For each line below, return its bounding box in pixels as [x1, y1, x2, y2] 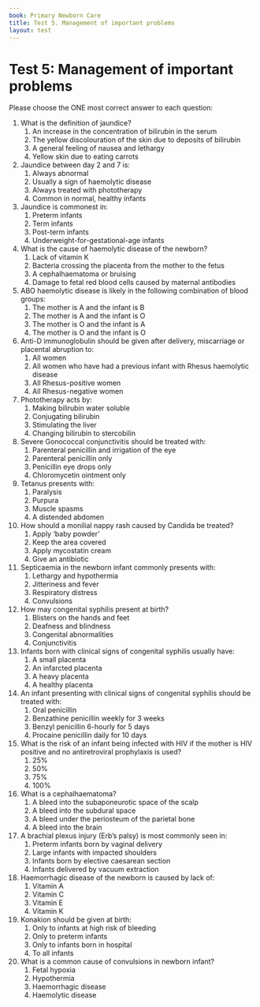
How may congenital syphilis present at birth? [20, 605, 169, 614]
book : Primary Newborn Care [9, 11, 102, 20]
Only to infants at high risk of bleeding [32, 923, 157, 933]
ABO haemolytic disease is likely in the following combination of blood [20, 286, 249, 296]
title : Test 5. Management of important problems [9, 19, 176, 27]
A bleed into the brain [32, 822, 102, 833]
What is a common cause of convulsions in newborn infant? [20, 956, 215, 967]
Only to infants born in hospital [32, 940, 132, 949]
